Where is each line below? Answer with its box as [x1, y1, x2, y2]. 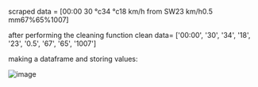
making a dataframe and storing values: [8, 55, 138, 63]
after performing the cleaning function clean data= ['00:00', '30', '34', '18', [8, 31, 251, 40]
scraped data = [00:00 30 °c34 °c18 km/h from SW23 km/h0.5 [8, 7, 213, 16]
